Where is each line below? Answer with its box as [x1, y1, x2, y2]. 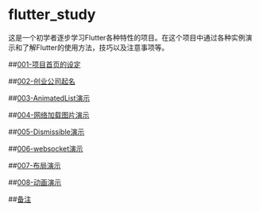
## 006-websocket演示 [8, 144, 83, 153]
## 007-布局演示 [8, 160, 61, 170]
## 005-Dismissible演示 [8, 127, 85, 136]
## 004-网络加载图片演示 [8, 109, 90, 120]
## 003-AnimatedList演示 [8, 93, 90, 102]
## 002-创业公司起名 [8, 76, 76, 86]
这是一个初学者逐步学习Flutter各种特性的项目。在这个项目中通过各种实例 [8, 33, 246, 42]
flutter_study [8, 6, 96, 24]
